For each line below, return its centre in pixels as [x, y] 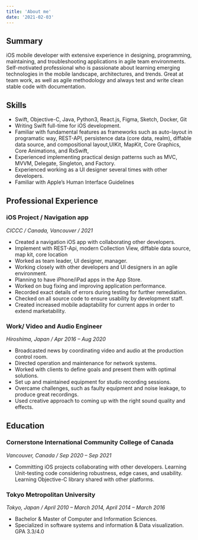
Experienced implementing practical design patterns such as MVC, [96, 157]
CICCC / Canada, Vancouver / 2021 [50, 230]
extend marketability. [40, 311]
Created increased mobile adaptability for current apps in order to [95, 304]
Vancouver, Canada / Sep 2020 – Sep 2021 [59, 455]
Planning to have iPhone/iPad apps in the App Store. [78, 279]
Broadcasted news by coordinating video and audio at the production [99, 351]
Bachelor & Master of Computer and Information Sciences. [86, 519]
